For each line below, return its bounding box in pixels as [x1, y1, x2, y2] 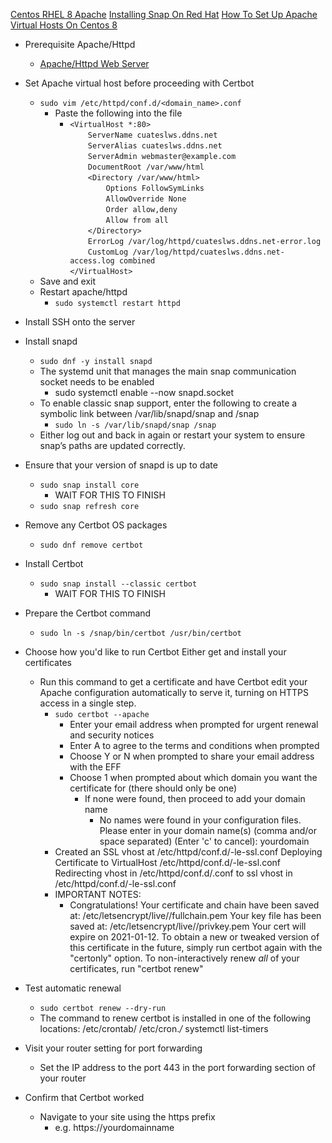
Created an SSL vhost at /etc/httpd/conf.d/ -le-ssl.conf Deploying [54, 846, 323, 858]
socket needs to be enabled [39, 376, 155, 388]
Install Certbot [24, 558, 84, 569]
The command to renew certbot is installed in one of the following [39, 1012, 312, 1024]
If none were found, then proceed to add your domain [84, 793, 306, 804]
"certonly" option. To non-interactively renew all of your [69, 952, 300, 964]
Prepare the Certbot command [24, 607, 152, 619]
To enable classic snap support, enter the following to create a [39, 397, 298, 409]
